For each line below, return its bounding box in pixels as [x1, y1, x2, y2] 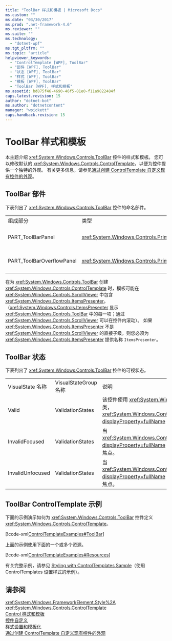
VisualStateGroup [55, 379, 97, 386]
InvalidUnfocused [8, 470, 50, 477]
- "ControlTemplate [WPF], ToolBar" [10, 60, 88, 65]
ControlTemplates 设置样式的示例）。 [5, 569, 82, 575]
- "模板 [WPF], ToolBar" [10, 79, 61, 84]
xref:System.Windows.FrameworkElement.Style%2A [5, 599, 116, 606]
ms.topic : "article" [5, 50, 50, 55]
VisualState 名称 [8, 383, 47, 390]
